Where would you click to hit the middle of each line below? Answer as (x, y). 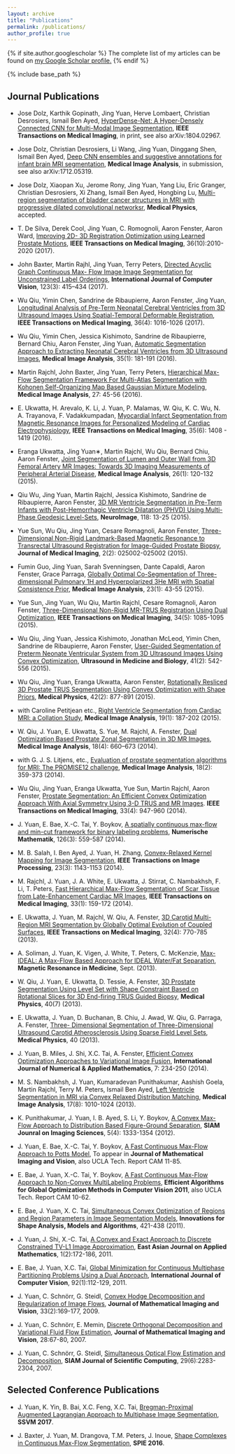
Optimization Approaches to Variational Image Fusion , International (114, 1061)
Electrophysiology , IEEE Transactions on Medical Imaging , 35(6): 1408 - (122, 430)
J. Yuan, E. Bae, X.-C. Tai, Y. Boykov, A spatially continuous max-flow (117, 824)
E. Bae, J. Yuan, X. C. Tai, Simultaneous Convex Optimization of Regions (121, 1211)
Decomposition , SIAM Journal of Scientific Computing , (98, 1361)
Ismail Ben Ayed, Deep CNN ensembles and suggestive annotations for (120, 157)
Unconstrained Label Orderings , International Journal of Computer (115, 279)
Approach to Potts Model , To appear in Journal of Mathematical (111, 1154)
